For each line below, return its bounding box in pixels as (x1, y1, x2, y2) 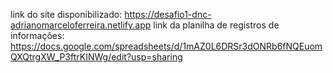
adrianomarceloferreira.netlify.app (10, 19, 152, 31)
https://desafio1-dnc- (124, 9, 212, 20)
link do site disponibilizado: (10, 9, 123, 20)
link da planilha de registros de (153, 19, 280, 31)
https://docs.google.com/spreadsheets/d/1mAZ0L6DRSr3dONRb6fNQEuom (10, 40, 323, 52)
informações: (10, 30, 65, 41)
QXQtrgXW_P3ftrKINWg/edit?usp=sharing (10, 51, 183, 63)
